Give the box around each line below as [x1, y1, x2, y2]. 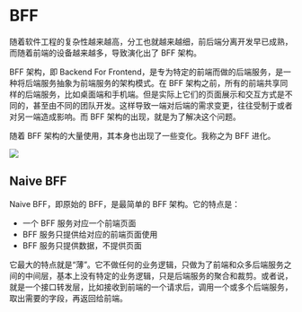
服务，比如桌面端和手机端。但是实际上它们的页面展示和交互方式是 [40, 89, 285, 100]
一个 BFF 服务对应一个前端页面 [22, 217, 137, 229]
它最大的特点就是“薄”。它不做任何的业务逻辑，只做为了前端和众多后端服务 [9, 259, 285, 270]
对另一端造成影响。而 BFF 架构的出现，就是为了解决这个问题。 [9, 111, 241, 122]
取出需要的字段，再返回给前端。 [9, 292, 128, 303]
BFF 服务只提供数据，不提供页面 [22, 239, 142, 251]
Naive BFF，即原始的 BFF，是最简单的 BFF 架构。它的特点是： [9, 198, 241, 209]
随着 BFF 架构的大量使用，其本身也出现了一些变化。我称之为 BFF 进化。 [9, 130, 276, 141]
